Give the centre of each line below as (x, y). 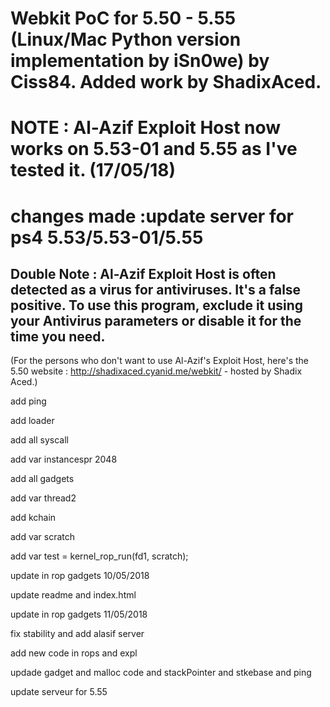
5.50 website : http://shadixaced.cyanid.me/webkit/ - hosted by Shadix (156, 371)
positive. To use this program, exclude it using (157, 305)
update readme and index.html (73, 595)
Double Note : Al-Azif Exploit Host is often (143, 273)
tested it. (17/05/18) (93, 170)
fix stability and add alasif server (77, 634)
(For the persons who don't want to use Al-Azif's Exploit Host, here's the (159, 361)
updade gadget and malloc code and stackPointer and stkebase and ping (161, 673)
